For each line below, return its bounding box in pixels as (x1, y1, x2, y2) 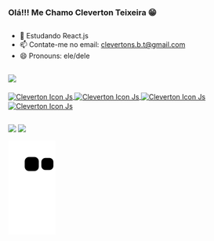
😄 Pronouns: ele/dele (19, 51, 90, 61)
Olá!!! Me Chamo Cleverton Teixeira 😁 (8, 7, 157, 18)
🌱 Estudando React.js (19, 31, 89, 41)
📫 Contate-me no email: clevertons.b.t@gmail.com (19, 40, 186, 49)
